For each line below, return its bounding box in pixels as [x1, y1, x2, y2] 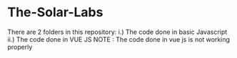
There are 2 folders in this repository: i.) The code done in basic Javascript [7, 28, 228, 36]
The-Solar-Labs [7, 4, 104, 21]
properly [7, 42, 33, 51]
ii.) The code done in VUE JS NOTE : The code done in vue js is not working [7, 35, 231, 43]
